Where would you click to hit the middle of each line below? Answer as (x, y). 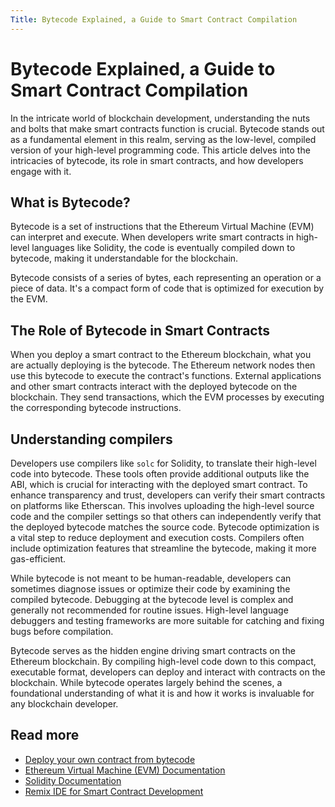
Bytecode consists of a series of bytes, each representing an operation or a (166, 278)
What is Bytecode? (70, 202)
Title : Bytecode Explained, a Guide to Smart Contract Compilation (154, 19)
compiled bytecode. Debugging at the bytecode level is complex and (152, 599)
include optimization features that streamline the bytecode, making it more (163, 548)
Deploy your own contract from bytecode (110, 759)
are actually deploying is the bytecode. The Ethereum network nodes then (163, 365)
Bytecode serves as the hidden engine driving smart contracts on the (153, 650)
